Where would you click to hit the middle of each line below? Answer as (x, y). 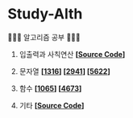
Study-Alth (45, 14)
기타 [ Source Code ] (52, 105)
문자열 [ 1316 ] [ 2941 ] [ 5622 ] (64, 71)
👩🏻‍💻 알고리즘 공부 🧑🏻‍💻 (44, 37)
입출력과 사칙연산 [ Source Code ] (72, 54)
